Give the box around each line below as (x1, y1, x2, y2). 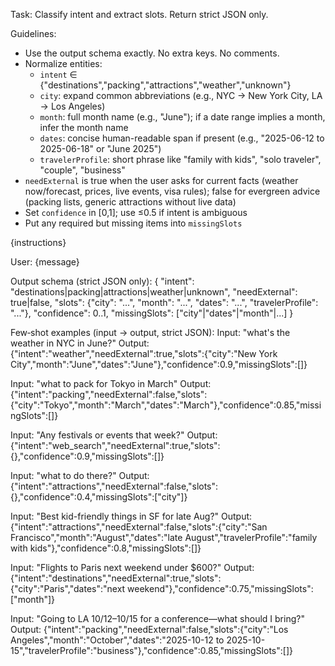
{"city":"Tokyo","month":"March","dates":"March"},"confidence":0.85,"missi (10, 399, 322, 411)
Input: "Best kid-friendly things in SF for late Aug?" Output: (10, 510, 253, 522)
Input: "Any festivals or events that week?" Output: (10, 429, 218, 441)
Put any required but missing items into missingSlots (24, 217, 243, 229)
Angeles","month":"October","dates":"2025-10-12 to (10, 634, 225, 646)
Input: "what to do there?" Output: (10, 470, 150, 481)
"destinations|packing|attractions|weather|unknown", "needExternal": (10, 286, 298, 298)
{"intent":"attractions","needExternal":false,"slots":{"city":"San (10, 521, 268, 533)
